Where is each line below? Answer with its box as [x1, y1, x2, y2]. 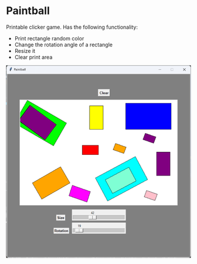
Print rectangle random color [14, 35, 84, 42]
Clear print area [14, 53, 53, 60]
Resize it [14, 47, 36, 54]
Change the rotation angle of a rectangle [14, 41, 113, 48]
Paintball [6, 4, 50, 18]
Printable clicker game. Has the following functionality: [6, 23, 138, 31]
